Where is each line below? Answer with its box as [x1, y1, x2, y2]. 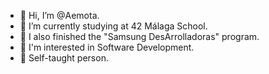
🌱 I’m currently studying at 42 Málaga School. [19, 20, 208, 32]
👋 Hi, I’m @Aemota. [19, 10, 100, 21]
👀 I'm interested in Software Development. [19, 41, 195, 53]
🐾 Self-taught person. [19, 52, 109, 64]
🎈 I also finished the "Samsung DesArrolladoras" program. [19, 31, 260, 42]
